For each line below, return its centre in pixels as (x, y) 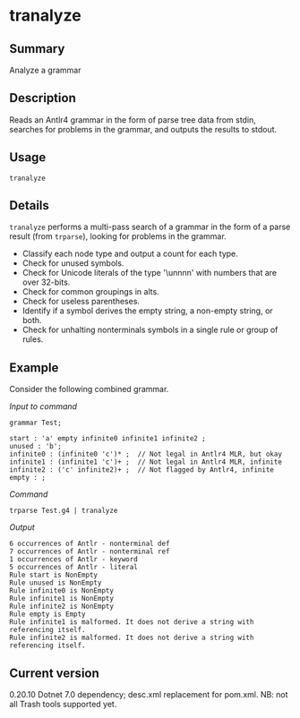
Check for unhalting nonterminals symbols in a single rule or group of (150, 330)
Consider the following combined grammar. (89, 389)
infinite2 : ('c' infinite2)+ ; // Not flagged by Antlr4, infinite (142, 470)
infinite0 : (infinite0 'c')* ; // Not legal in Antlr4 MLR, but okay (146, 454)
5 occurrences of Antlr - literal (74, 568)
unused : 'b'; (36, 447)
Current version (55, 673)
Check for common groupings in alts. (90, 292)
